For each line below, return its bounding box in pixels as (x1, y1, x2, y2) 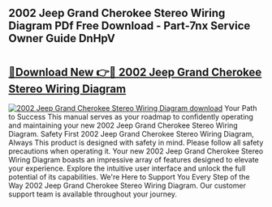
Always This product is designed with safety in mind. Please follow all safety (8, 137, 264, 147)
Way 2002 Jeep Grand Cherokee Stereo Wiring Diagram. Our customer (8, 181, 246, 190)
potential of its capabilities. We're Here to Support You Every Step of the (8, 172, 250, 181)
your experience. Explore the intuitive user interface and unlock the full (8, 163, 246, 173)
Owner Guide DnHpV (8, 32, 115, 45)
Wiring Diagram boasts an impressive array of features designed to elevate (8, 155, 259, 164)
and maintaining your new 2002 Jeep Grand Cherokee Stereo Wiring (8, 120, 238, 130)
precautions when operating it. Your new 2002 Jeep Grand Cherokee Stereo (8, 146, 264, 156)
